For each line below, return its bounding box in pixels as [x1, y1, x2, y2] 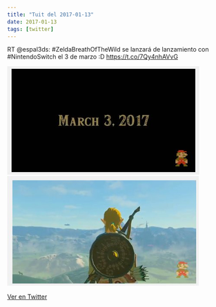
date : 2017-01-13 [7, 18, 57, 25]
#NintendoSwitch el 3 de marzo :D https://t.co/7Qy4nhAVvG [7, 52, 178, 61]
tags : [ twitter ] [7, 25, 54, 32]
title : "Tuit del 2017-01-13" [7, 11, 95, 18]
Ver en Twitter [7, 293, 48, 301]
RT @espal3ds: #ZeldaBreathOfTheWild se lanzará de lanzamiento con [7, 45, 209, 54]
